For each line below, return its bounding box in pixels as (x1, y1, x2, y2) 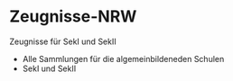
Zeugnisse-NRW (9, 6, 137, 27)
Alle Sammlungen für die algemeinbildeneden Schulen (22, 53, 225, 64)
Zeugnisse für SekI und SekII (9, 36, 116, 47)
